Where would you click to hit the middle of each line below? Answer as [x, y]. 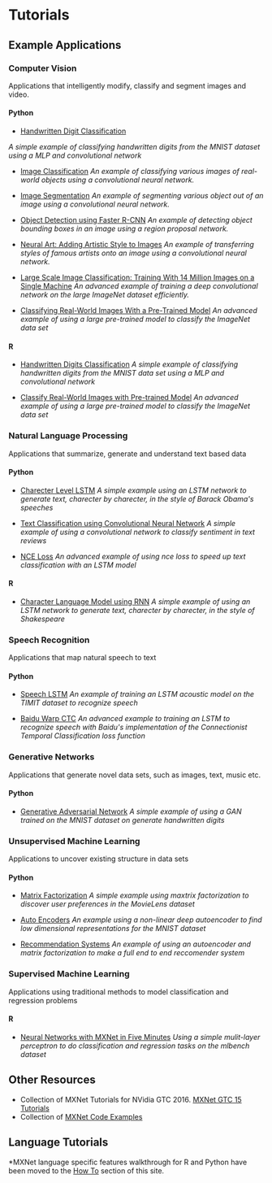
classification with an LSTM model [78, 565]
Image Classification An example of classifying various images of [130, 172]
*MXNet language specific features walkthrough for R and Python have [128, 1162]
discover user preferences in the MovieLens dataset [107, 904]
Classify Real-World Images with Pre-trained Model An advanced [129, 398]
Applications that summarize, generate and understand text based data [127, 454]
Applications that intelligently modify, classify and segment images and [127, 85]
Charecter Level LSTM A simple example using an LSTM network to [133, 490]
